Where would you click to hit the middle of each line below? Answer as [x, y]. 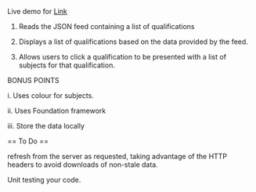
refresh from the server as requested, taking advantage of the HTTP [117, 156]
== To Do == [28, 141]
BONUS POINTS [33, 80]
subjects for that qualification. [67, 65]
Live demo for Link [37, 11]
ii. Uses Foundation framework [57, 110]
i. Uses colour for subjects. [51, 96]
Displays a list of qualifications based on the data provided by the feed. [133, 42]
